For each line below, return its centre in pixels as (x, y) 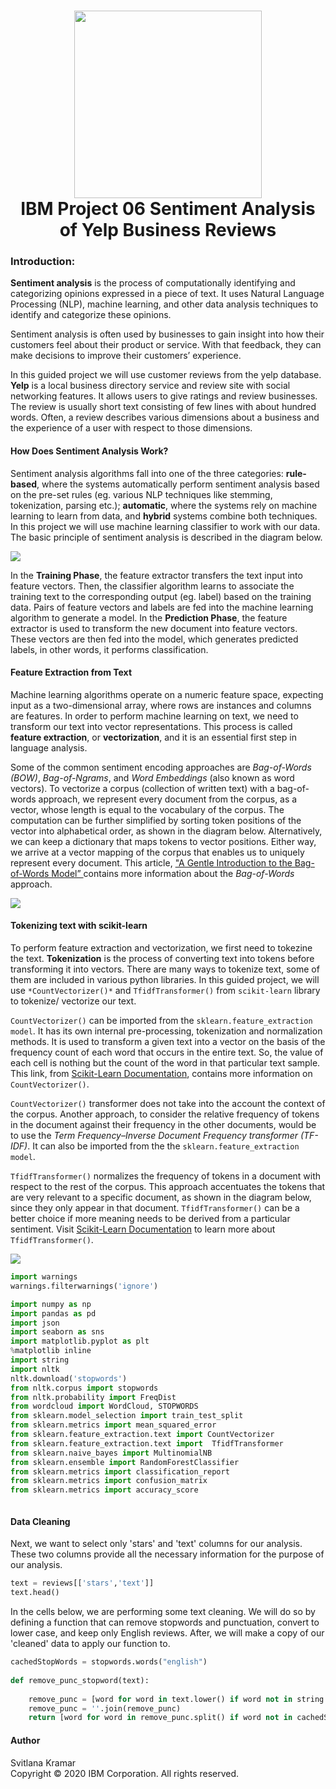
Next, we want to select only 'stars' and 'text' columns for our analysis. (156, 1544)
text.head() (35, 1593)
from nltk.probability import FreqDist (93, 1397)
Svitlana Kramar (43, 1762)
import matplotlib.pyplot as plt (80, 1341)
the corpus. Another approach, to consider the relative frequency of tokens (165, 1114)
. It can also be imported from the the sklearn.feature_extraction (163, 1146)
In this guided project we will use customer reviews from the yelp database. (166, 375)
